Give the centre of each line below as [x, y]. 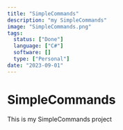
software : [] [32, 53]
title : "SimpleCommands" [43, 14]
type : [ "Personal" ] [42, 59]
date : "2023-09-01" [35, 65]
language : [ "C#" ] [39, 46]
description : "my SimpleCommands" [57, 20]
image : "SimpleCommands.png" [49, 26]
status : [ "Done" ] [39, 40]
